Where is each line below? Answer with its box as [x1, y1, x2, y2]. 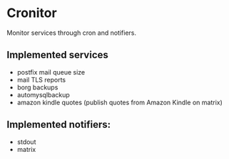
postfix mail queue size [16, 67, 86, 76]
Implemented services [6, 49, 108, 61]
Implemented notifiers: [6, 119, 111, 131]
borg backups [16, 83, 58, 92]
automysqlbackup [16, 90, 71, 99]
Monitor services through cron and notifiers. [6, 28, 137, 37]
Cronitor [6, 5, 58, 21]
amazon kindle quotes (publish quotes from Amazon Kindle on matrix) [16, 98, 223, 106]
